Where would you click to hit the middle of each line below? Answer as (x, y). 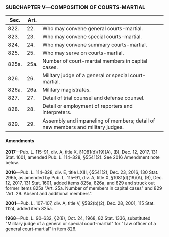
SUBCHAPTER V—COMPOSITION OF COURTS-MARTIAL (75, 7)
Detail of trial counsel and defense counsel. (94, 98)
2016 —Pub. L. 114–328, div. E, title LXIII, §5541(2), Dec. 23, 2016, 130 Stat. (82, 172)
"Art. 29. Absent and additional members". (49, 193)
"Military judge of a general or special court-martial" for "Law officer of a (81, 223)
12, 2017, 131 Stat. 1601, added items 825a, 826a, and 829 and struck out (80, 183)
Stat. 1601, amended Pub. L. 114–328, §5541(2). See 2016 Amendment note (82, 157)
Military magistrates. (66, 90)
